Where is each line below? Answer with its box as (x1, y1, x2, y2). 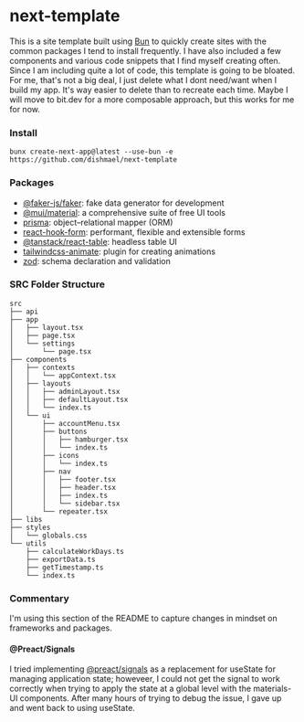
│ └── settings (9, 339, 76, 348)
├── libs (9, 515, 43, 524)
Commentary (9, 591, 70, 604)
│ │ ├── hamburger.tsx (9, 435, 129, 444)
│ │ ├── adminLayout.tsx (9, 387, 121, 396)
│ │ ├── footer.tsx (9, 474, 117, 484)
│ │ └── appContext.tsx (9, 371, 117, 380)
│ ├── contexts (9, 363, 76, 372)
